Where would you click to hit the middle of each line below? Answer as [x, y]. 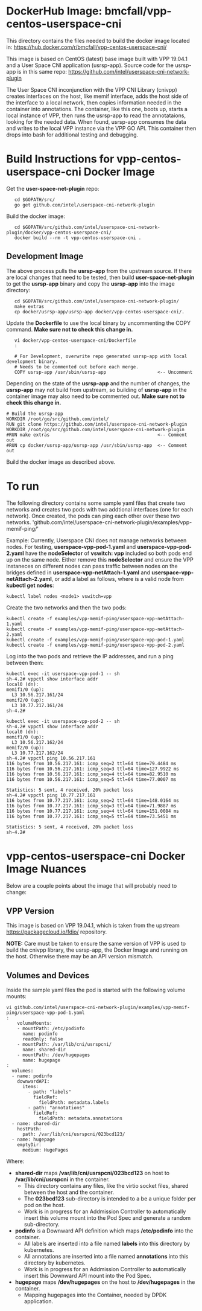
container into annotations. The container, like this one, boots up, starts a [97, 109]
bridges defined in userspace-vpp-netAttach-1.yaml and [78, 572]
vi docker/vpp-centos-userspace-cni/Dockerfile [75, 340]
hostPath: [30, 1129]
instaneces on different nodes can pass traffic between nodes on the [92, 566]
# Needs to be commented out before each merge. [76, 367]
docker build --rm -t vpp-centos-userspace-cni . [78, 238]
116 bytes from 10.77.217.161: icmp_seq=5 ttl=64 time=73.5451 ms [91, 816]
